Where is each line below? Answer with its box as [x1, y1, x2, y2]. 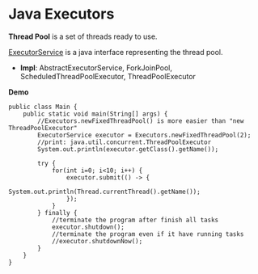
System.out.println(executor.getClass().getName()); [37, 145, 219, 154]
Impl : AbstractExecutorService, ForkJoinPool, [19, 62, 172, 73]
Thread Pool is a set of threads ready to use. [8, 32, 158, 41]
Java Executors [8, 5, 115, 23]
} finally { [37, 209, 78, 217]
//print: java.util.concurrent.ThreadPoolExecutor [37, 138, 212, 146]
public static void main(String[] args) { [23, 110, 168, 118]
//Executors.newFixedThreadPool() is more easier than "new [37, 116, 244, 125]
